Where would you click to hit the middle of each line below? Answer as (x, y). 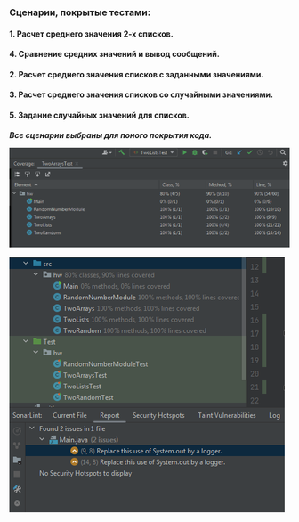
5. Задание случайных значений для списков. (99, 115)
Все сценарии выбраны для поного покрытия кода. (111, 135)
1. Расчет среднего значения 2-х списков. (91, 34)
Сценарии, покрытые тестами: (80, 12)
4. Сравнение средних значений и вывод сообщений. (114, 54)
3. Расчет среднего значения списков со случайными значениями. (141, 94)
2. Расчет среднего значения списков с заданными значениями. (137, 74)
